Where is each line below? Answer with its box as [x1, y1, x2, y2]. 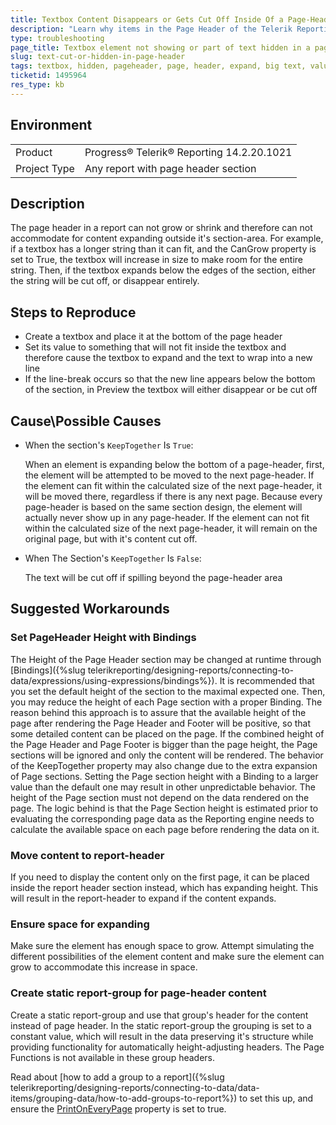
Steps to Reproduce [10, 304, 137, 321]
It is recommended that [219, 674, 315, 686]
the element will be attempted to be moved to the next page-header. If [24, 469, 315, 481]
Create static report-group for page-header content [10, 986, 267, 1000]
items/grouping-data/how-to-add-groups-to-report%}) [10, 1092, 238, 1104]
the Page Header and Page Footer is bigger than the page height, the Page [10, 738, 318, 750]
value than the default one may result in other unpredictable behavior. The [10, 781, 316, 793]
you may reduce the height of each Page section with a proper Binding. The [10, 696, 323, 708]
